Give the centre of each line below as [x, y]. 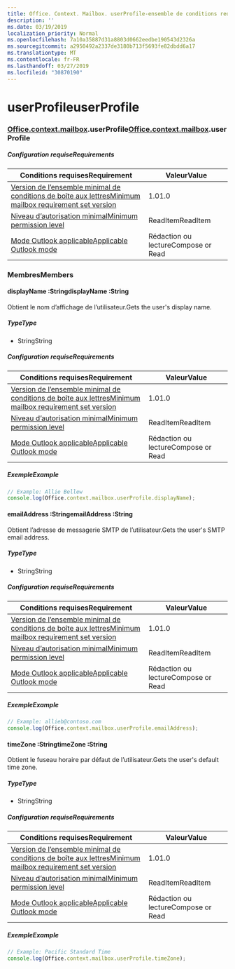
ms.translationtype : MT [42, 53]
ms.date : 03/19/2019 [37, 27]
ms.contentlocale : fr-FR [43, 60]
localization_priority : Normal [53, 33]
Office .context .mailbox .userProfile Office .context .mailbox [108, 129]
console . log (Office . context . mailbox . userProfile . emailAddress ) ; [103, 728]
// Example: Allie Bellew [45, 492]
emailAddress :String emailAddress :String [70, 514]
